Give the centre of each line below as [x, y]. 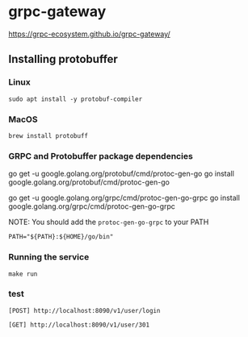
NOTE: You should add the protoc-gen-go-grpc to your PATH [109, 222]
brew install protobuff [48, 135]
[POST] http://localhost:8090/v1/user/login [84, 310]
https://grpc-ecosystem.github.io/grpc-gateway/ [90, 34]
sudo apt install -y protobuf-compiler [76, 99]
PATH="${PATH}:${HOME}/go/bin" [61, 237]
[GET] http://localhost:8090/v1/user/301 [79, 325]
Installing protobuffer [63, 59]
